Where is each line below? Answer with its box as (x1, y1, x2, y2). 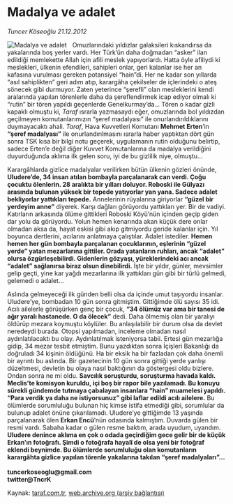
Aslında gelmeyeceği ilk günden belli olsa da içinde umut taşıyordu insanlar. (7, 290, 225, 298)
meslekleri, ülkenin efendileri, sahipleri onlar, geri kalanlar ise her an (7, 63, 202, 71)
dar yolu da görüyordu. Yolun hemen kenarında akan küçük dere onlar (7, 217, 208, 225)
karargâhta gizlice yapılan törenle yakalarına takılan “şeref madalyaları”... (7, 452, 225, 461)
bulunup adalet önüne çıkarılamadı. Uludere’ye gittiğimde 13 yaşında (7, 408, 204, 417)
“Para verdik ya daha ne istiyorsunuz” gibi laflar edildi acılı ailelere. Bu (7, 393, 215, 402)
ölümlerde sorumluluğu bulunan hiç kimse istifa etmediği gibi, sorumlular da (7, 401, 225, 409)
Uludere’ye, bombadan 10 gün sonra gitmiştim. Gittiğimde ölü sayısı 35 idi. (7, 297, 220, 305)
